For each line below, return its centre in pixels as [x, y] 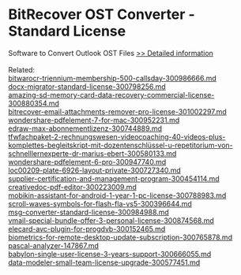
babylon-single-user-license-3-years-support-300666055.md [110, 254]
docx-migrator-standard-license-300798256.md [87, 86]
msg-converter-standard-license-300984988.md [89, 212]
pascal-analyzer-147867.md [53, 245]
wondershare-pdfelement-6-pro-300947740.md [87, 162]
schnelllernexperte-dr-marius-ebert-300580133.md [92, 153]
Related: [22, 69]
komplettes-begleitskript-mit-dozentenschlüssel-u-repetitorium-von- [120, 145]
